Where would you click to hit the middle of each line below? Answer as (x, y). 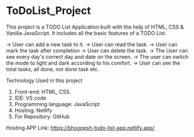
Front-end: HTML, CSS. (43, 92)
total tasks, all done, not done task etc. (53, 69)
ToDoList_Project (49, 11)
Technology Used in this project (44, 80)
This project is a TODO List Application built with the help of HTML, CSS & (95, 27)
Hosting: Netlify (33, 110)
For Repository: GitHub (42, 116)
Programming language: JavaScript (57, 104)
